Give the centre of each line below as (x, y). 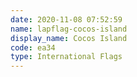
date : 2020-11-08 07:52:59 (66, 19)
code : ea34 (33, 47)
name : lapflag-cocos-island (69, 29)
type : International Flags (66, 57)
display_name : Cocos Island (69, 38)
